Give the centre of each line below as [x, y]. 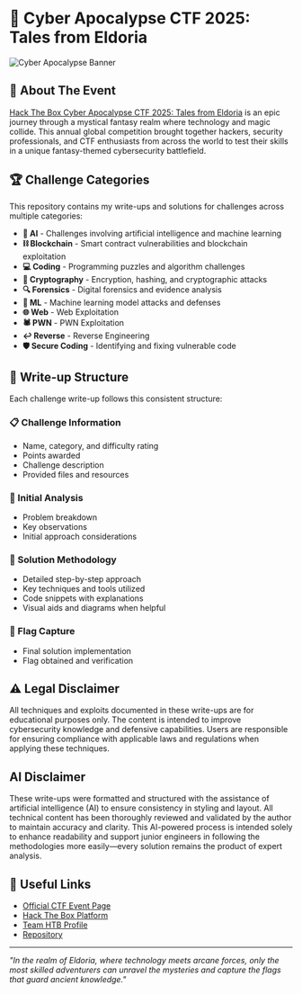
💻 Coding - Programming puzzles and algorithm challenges [133, 266]
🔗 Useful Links [50, 884]
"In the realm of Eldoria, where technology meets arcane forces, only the [145, 960]
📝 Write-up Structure [69, 377]
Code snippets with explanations [83, 598]
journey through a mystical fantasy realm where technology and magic [140, 121]
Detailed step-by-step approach [82, 579]
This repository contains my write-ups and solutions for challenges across [147, 206]
